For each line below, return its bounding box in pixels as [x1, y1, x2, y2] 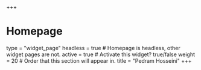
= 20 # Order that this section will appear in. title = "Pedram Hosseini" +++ [6, 57, 192, 64]
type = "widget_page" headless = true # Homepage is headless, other [6, 44, 181, 51]
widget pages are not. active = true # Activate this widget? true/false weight [6, 51, 195, 58]
